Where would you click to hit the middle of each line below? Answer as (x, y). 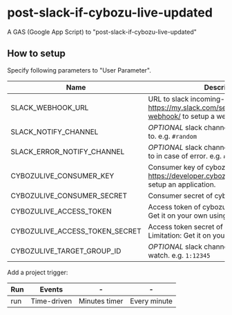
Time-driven (51, 300)
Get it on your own (178, 216)
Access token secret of (185, 227)
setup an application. (182, 184)
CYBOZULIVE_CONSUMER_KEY (62, 175)
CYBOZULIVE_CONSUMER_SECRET (69, 195)
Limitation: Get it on (180, 235)
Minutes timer (101, 300)
